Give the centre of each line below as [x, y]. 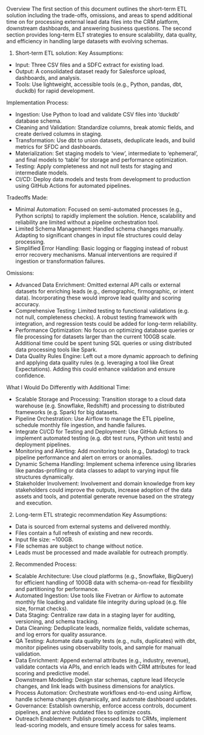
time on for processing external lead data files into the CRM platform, [93, 22]
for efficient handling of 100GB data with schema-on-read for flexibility [104, 583]
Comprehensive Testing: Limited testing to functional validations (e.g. [102, 311]
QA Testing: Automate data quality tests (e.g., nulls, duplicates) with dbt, [106, 641]
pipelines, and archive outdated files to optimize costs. [83, 712]
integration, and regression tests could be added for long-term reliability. [106, 324]
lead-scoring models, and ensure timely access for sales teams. [95, 725]
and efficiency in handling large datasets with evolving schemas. [87, 41]
